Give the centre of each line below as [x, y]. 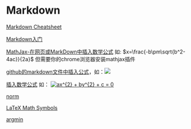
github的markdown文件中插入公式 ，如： [55, 71]
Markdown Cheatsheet [34, 27]
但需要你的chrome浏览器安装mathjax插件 [85, 59]
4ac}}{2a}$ [20, 59]
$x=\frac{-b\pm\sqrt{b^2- [154, 52]
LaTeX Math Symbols [32, 108]
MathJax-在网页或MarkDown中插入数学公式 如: [64, 52]
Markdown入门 [24, 39]
